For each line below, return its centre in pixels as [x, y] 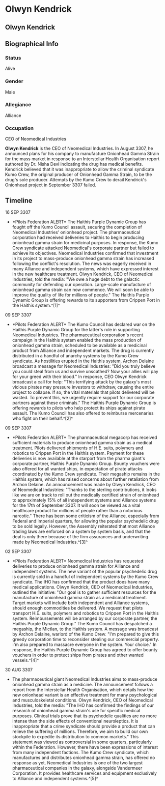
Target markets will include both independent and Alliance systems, [81, 603]
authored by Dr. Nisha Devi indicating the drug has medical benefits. [74, 164]
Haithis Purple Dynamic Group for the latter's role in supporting [76, 329]
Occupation [19, 128]
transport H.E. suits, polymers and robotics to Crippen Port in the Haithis [85, 613]
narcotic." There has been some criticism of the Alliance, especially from [86, 516]
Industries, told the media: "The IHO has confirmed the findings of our [83, 705]
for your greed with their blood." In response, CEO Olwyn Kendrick [79, 377]
